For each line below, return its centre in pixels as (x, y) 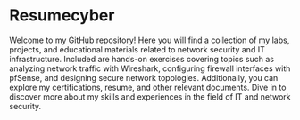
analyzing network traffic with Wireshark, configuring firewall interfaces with (150, 68)
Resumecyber (62, 16)
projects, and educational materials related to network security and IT (137, 49)
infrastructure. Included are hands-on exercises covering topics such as (142, 59)
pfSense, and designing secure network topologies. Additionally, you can (144, 77)
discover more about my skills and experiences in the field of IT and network (150, 96)
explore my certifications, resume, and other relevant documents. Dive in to (148, 87)
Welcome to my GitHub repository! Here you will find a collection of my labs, (150, 40)
